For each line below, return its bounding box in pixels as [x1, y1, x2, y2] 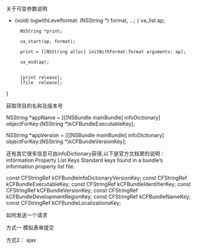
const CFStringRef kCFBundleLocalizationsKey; [6, 200, 121, 206]
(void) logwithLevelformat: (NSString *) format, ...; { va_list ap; [14, 17, 165, 24]
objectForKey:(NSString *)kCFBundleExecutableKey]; [6, 120, 135, 127]
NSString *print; [20, 28, 63, 34]
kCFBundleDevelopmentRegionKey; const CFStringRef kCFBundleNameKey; [6, 193, 191, 200]
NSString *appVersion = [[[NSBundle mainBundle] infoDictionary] [6, 132, 165, 138]
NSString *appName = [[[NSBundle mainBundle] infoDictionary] [6, 114, 161, 121]
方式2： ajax [6, 237, 36, 243]
